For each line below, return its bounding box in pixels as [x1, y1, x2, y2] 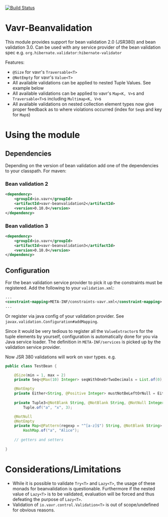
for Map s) [12, 111, 31, 117]
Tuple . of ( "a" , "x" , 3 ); [23, 405, 72, 410]
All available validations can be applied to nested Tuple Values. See [12, 79, 151, 85]
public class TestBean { [5, 363, 57, 368]
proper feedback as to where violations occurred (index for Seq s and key [12, 106, 162, 112]
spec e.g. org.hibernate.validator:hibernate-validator [5, 49, 122, 55]
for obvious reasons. [12, 507, 55, 513]
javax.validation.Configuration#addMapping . [5, 318, 98, 324]
